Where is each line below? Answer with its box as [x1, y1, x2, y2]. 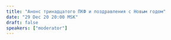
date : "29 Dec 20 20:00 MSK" [6, 14, 78, 20]
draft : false [6, 19, 39, 25]
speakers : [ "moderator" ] [6, 25, 68, 31]
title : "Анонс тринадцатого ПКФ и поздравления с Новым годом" [6, 8, 166, 15]
